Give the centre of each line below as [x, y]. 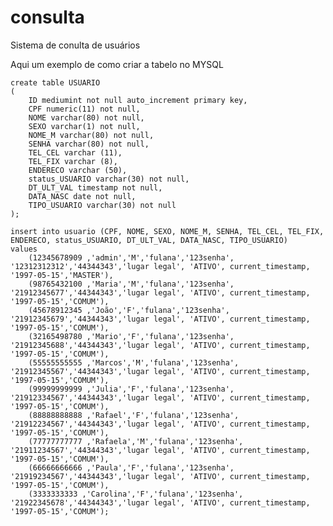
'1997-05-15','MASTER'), [62, 275]
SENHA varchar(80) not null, [89, 144]
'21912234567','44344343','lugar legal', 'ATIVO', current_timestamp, [160, 424]
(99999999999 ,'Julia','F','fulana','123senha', [131, 389]
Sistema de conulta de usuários [75, 45]
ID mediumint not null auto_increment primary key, [138, 100]
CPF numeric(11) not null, [84, 109]
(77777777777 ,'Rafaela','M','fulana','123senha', [136, 441]
